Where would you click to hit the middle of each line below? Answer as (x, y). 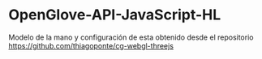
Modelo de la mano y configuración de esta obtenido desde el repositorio (131, 37)
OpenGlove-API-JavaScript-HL (115, 15)
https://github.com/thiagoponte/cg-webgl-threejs (91, 45)
